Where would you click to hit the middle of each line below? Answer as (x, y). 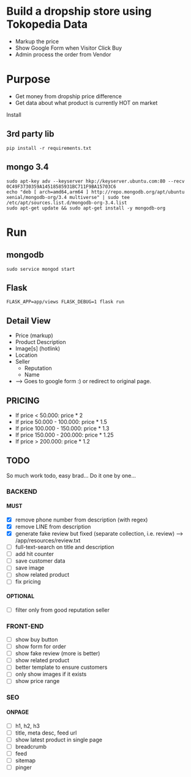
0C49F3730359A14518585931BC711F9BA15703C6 (61, 186)
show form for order (40, 647)
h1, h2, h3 (27, 725)
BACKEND (22, 491)
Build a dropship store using (79, 11)
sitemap (25, 760)
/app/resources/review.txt (48, 541)
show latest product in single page (59, 740)
